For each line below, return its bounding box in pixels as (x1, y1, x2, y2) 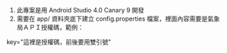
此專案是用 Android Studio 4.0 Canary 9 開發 (16, 6, 144, 14)
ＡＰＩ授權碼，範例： (22, 23, 84, 31)
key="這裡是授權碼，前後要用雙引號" (6, 38, 112, 46)
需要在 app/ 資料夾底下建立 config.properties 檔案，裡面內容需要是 (16, 14, 208, 23)
